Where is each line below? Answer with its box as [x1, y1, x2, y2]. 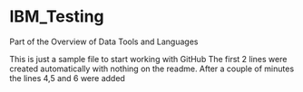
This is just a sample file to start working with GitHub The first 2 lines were [9, 53, 288, 64]
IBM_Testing [9, 6, 104, 27]
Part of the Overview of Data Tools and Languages [9, 36, 199, 47]
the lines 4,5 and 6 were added [9, 72, 125, 83]
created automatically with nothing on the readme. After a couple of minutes [9, 63, 295, 74]
